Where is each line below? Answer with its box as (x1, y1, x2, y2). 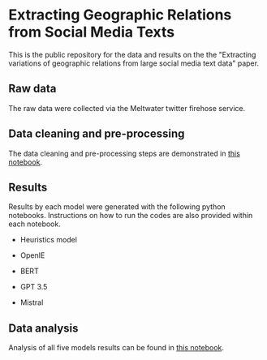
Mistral (19, 298, 44, 307)
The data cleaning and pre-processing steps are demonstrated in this (8, 148, 241, 158)
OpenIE (19, 251, 45, 260)
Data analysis (8, 321, 79, 335)
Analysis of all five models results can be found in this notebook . (8, 343, 225, 353)
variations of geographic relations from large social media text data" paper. (8, 58, 260, 68)
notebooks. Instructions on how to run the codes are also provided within (8, 211, 253, 221)
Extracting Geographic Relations (8, 6, 232, 24)
